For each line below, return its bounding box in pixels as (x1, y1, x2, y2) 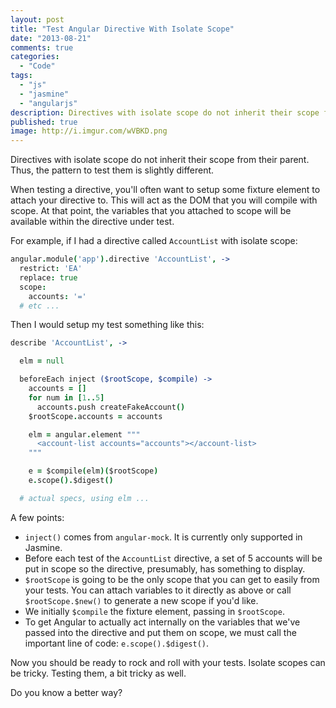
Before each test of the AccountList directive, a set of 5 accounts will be (24, 552, 323, 564)
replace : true (19, 272, 78, 283)
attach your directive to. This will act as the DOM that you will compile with (10, 194, 318, 206)
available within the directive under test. (10, 216, 175, 228)
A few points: (10, 511, 65, 523)
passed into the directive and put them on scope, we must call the (24, 626, 297, 638)
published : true (10, 117, 78, 127)
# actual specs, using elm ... (19, 493, 150, 503)
